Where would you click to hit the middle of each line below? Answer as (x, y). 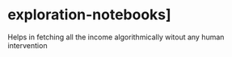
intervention (27, 45)
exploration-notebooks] (89, 15)
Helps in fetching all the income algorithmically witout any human (116, 37)
